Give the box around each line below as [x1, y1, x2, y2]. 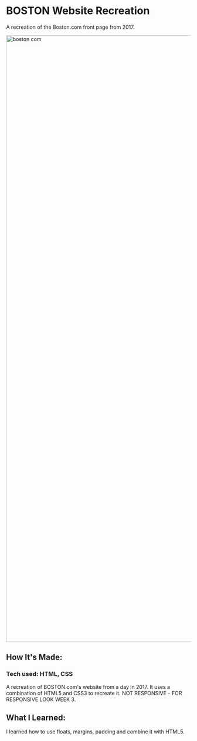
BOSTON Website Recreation [6, 4, 150, 18]
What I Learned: [6, 713, 66, 723]
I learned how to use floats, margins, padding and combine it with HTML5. [6, 728, 185, 735]
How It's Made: [6, 652, 63, 662]
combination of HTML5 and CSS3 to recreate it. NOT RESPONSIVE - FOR [6, 689, 182, 696]
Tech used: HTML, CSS [6, 670, 73, 678]
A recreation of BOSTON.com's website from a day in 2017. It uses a [6, 683, 171, 690]
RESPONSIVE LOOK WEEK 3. [6, 696, 76, 703]
